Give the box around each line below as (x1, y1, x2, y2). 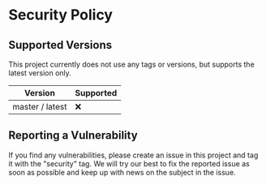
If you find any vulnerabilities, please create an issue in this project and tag (8, 150, 259, 160)
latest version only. (8, 68, 71, 78)
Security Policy (8, 6, 114, 24)
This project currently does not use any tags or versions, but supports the (8, 59, 255, 69)
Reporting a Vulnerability (8, 128, 138, 143)
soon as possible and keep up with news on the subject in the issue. (8, 167, 237, 177)
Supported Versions (8, 38, 112, 52)
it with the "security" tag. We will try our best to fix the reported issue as (8, 158, 250, 168)
